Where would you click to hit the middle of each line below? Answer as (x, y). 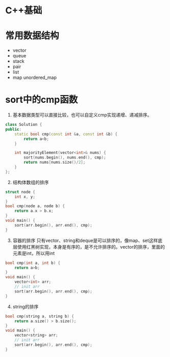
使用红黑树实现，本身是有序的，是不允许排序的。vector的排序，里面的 (91, 247)
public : (14, 129)
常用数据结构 (32, 36)
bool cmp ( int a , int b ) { (33, 263)
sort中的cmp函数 (42, 100)
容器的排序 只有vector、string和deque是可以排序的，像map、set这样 (85, 240)
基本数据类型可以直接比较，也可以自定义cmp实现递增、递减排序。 (82, 115)
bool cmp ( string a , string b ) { (40, 316)
